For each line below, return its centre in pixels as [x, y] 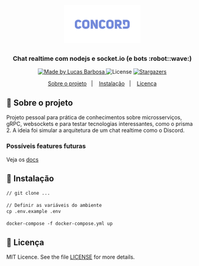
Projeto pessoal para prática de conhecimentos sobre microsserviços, [94, 117]
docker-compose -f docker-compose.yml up [60, 224]
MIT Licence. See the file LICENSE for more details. [71, 257]
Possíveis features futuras [46, 146]
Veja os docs [23, 159]
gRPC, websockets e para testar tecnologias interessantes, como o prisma [100, 124]
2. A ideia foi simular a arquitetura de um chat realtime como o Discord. [96, 130]
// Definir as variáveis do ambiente [54, 206]
